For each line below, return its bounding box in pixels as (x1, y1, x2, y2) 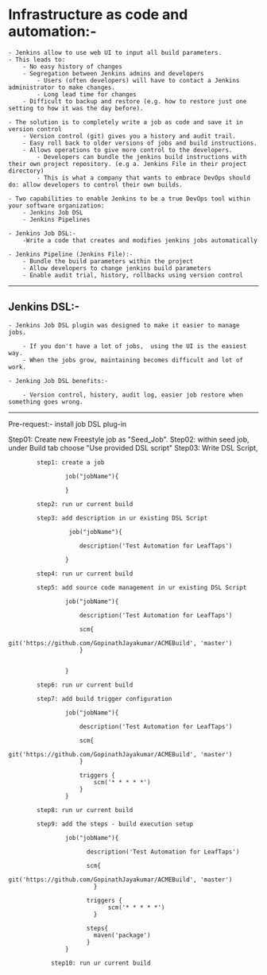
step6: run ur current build (37, 681, 133, 689)
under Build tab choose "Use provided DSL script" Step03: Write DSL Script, (8, 443, 258, 452)
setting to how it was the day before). (8, 104, 145, 112)
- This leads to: (8, 56, 66, 64)
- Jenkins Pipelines (22, 215, 91, 223)
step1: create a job (37, 458, 105, 466)
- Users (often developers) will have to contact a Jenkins (37, 76, 240, 84)
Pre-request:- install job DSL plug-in (8, 419, 127, 428)
